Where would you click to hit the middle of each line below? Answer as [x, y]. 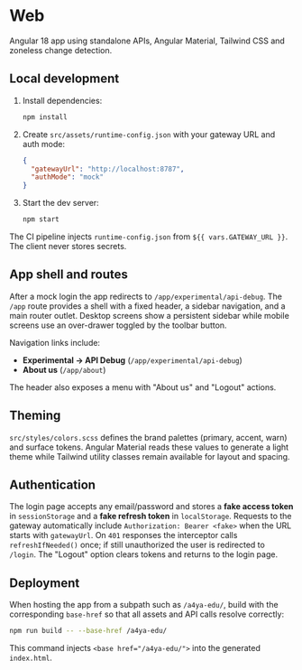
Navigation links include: [55, 342]
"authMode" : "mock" [68, 177]
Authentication [53, 485]
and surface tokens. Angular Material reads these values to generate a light [149, 447]
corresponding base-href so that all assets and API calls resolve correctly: [147, 614]
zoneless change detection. [61, 50]
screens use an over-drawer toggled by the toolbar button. [118, 325]
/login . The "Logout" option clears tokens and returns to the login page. [143, 554]
